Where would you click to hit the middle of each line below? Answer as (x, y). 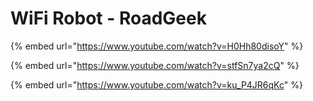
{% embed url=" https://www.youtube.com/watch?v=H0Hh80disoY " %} (157, 46)
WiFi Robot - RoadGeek (108, 18)
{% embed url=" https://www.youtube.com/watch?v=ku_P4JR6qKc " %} (156, 84)
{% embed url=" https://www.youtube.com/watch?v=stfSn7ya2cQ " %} (155, 65)
